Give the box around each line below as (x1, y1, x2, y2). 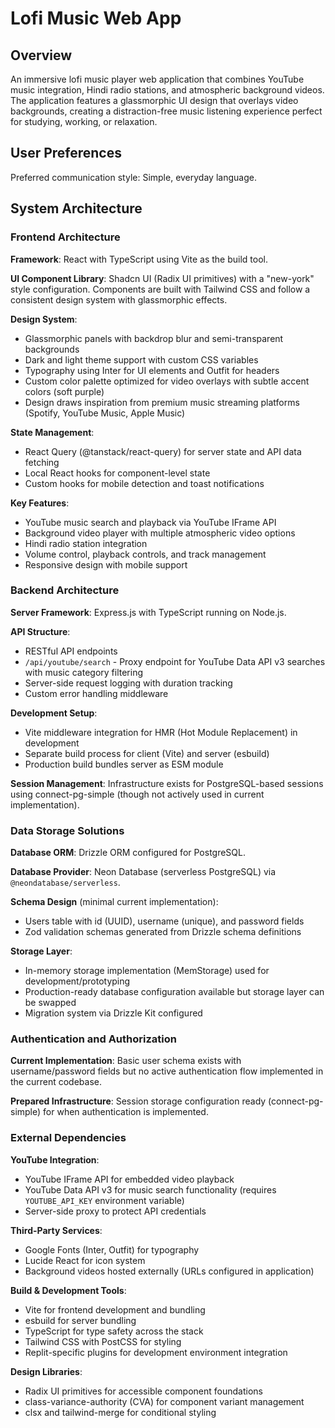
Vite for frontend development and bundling (24, 1303, 206, 1316)
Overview (10, 47, 73, 64)
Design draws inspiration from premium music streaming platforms (24, 396, 300, 408)
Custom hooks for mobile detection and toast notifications (24, 477, 265, 489)
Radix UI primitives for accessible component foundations (24, 1385, 263, 1397)
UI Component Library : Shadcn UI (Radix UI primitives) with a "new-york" (10, 272, 315, 284)
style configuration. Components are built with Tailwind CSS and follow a (10, 283, 311, 295)
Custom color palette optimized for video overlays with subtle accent (24, 375, 310, 387)
